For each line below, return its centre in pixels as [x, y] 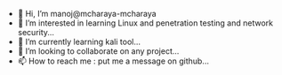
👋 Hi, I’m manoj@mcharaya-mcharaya [87, 14]
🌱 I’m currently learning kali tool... [79, 41]
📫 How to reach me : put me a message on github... [113, 61]
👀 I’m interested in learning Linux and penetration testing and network [145, 23]
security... [36, 32]
